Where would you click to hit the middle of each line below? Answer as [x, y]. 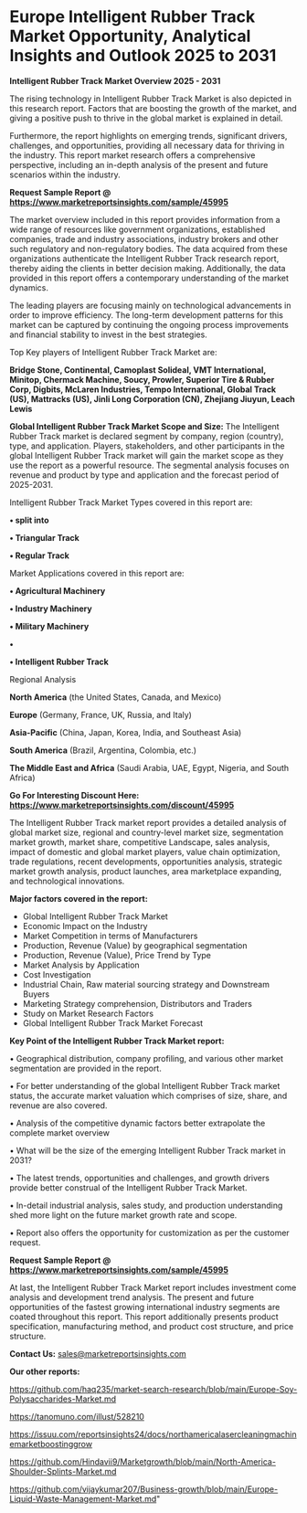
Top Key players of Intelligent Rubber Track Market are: [113, 352]
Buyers [36, 994]
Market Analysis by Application [81, 965]
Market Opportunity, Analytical [130, 36]
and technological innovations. [67, 881]
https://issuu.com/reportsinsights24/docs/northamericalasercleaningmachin [153, 1434]
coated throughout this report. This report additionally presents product [144, 1317]
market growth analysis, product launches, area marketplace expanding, [145, 871]
